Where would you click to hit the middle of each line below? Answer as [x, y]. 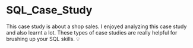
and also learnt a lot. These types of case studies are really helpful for [92, 32]
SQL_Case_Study [49, 10]
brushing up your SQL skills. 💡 [43, 39]
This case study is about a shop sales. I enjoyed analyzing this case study [96, 26]
